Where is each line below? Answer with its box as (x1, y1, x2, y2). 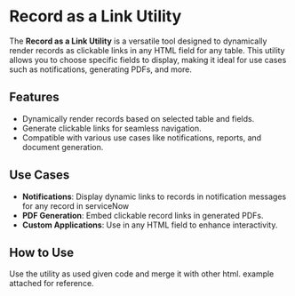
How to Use (9, 244, 75, 260)
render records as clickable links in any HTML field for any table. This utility (9, 44, 285, 55)
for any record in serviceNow (21, 200, 130, 211)
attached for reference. (9, 278, 95, 289)
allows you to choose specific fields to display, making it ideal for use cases (9, 54, 287, 65)
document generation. (21, 141, 104, 152)
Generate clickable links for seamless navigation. (21, 123, 202, 133)
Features (9, 90, 60, 105)
